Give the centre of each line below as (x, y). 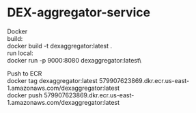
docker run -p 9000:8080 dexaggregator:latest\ (74, 60)
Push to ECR (25, 74)
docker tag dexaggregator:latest (52, 80)
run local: (20, 53)
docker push (25, 95)
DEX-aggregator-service (79, 13)
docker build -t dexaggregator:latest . (60, 46)
